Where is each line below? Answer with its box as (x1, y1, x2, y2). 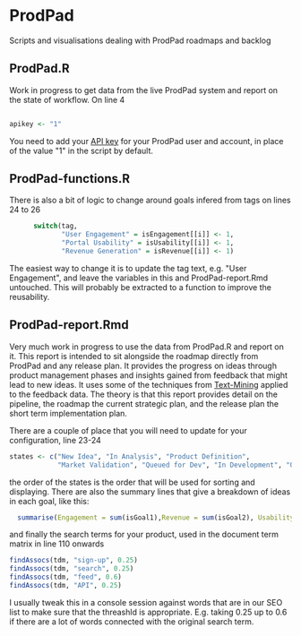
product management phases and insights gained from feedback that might (9, 369, 288, 381)
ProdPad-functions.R (9, 171, 131, 186)
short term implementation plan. (9, 408, 128, 418)
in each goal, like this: (9, 495, 90, 506)
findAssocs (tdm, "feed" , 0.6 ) (9, 572, 123, 582)
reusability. (9, 291, 50, 302)
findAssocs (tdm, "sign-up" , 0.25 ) (9, 556, 139, 565)
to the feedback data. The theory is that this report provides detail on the (9, 389, 278, 400)
